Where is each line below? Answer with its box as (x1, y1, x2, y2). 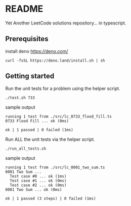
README (5, 3, 43, 15)
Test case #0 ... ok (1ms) (10, 173, 67, 179)
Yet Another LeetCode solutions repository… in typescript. (5, 20, 126, 26)
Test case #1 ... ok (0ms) (10, 178, 67, 183)
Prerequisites (5, 35, 49, 43)
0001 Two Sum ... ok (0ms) (5, 187, 62, 192)
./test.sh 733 (5, 95, 35, 100)
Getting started (5, 72, 55, 80)
